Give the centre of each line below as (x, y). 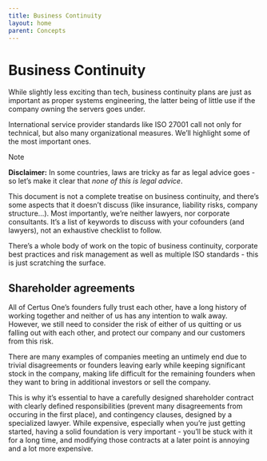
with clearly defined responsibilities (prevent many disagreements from (126, 406)
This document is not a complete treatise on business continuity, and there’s (134, 197)
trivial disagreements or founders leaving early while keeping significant (127, 365)
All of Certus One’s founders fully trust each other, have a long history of (128, 308)
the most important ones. (50, 141)
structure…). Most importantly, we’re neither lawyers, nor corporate (119, 213)
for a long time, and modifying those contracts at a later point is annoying (129, 440)
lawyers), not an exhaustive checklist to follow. (85, 230)
